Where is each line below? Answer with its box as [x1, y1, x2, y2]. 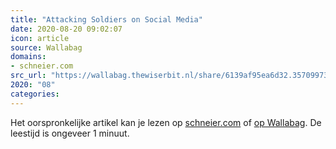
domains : [10, 52, 47, 62]
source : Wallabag [10, 42, 83, 53]
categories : [10, 89, 60, 99]
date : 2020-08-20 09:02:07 [10, 24, 123, 34]
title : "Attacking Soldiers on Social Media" [10, 14, 203, 25]
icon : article [10, 33, 70, 43]
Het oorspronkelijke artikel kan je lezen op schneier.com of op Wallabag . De [10, 116, 322, 128]
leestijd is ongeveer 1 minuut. [10, 127, 130, 139]
